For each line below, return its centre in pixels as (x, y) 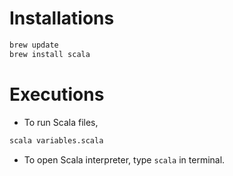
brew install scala (50, 54)
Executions (57, 94)
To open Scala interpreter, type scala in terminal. (124, 159)
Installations (62, 18)
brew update (34, 45)
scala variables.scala (56, 140)
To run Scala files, (61, 122)
